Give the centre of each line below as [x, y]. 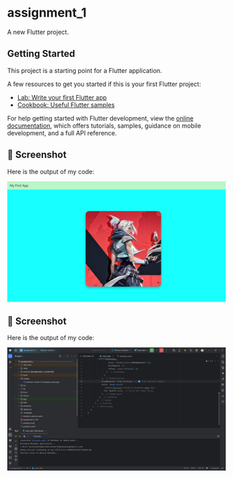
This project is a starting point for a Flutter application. [85, 70]
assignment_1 [47, 13]
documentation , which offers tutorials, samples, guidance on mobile [104, 126]
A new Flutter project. [38, 32]
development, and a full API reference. [62, 133]
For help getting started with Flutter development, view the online [101, 118]
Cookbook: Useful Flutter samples [66, 105]
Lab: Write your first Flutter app [62, 97]
